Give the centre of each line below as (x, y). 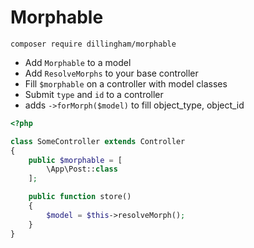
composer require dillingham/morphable (93, 44)
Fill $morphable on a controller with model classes (126, 83)
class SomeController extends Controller (98, 141)
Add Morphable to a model (78, 62)
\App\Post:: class (82, 169)
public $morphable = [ (75, 160)
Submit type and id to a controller (94, 94)
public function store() (80, 197)
